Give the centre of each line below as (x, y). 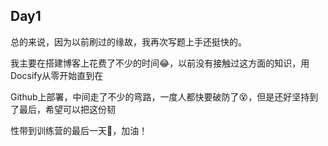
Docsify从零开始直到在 (57, 75)
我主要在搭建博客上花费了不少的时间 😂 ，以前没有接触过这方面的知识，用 (160, 63)
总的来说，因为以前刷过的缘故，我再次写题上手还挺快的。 (128, 41)
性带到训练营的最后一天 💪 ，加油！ (79, 130)
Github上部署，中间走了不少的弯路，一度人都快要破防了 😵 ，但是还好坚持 (160, 96)
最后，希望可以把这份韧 (67, 109)
